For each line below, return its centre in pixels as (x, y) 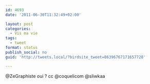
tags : (11, 38)
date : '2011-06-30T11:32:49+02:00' (43, 15)
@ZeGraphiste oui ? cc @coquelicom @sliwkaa (55, 76)
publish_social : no (26, 52)
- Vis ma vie (24, 34)
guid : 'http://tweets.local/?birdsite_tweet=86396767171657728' (76, 57)
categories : (18, 29)
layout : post (19, 24)
